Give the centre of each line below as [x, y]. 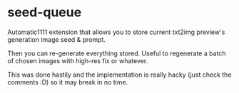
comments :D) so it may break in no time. [68, 82]
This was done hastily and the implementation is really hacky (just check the [119, 75]
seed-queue [45, 12]
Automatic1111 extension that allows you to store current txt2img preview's [116, 32]
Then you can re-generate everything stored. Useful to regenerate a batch [117, 53]
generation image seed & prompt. [56, 39]
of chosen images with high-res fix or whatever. [78, 60]
